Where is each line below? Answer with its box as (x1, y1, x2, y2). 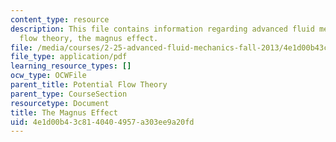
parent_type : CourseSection (10, 89, 128, 99)
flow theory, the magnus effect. (19, 33, 159, 43)
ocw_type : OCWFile (10, 71, 87, 81)
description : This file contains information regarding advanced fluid (10, 24, 315, 34)
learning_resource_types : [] (10, 61, 132, 71)
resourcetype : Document (10, 98, 110, 108)
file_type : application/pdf (10, 52, 128, 62)
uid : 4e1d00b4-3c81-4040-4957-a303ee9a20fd (10, 117, 195, 127)
